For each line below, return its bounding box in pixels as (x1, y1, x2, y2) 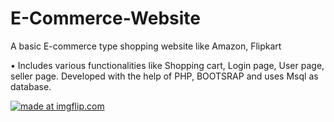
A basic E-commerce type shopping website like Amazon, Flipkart (10, 40, 282, 52)
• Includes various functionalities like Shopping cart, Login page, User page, (10, 59, 325, 71)
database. (10, 80, 52, 92)
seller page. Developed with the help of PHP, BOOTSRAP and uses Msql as (10, 70, 319, 82)
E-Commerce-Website (10, 7, 202, 30)
